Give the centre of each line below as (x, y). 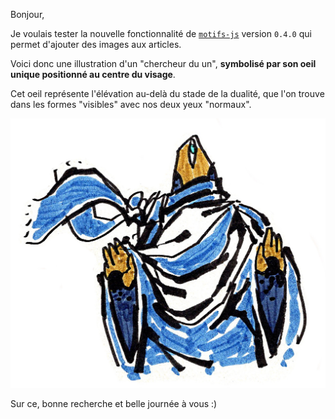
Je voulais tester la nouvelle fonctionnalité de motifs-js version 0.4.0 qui (161, 33)
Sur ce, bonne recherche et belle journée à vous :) (114, 403)
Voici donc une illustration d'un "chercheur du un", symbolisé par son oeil (163, 63)
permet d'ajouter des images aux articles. (96, 44)
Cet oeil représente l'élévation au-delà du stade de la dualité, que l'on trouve (167, 93)
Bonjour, (27, 14)
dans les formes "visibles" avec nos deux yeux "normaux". (131, 104)
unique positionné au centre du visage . (93, 74)
